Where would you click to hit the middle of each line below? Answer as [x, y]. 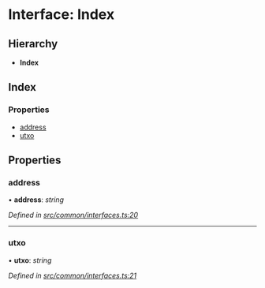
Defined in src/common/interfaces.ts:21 [73, 275]
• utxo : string [30, 260]
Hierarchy [33, 44]
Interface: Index [62, 15]
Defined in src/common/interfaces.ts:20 [73, 215]
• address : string [36, 200]
